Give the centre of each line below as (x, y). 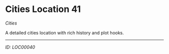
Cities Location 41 (43, 9)
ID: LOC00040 (20, 47)
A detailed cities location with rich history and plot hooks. (65, 32)
